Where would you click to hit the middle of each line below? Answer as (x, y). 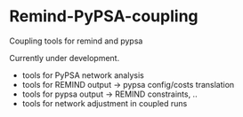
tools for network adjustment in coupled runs (105, 103)
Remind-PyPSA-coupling (104, 16)
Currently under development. (65, 58)
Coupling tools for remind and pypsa (76, 41)
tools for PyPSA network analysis (83, 75)
